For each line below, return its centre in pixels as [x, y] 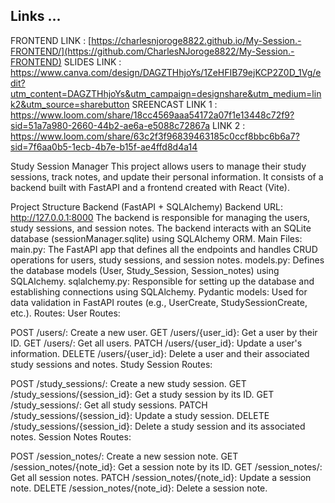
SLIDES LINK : [92, 61]
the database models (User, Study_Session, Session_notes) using [145, 270]
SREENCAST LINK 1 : [174, 104]
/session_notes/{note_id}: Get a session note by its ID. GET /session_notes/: [166, 466]
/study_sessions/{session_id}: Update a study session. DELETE [140, 415]
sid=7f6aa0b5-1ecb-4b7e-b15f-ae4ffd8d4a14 [104, 146]
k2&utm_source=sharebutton [70, 104]
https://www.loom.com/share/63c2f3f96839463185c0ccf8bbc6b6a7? [155, 136]
